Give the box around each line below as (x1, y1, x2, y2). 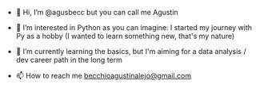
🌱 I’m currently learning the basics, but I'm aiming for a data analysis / (15, 47, 246, 55)
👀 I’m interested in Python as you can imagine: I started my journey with (15, 23, 253, 32)
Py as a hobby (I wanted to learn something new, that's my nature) (15, 32, 235, 40)
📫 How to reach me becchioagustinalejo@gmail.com (15, 71, 192, 80)
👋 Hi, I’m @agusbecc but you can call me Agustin (15, 8, 178, 17)
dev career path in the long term (15, 55, 122, 64)
